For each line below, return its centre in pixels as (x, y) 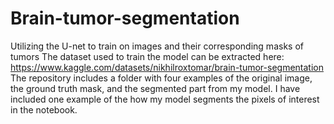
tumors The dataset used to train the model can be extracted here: (147, 56)
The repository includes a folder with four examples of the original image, (161, 78)
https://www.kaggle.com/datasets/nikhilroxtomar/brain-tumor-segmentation (167, 67)
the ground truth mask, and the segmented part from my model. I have (155, 88)
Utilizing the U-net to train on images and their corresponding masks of (157, 46)
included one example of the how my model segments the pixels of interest (165, 99)
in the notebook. (44, 109)
